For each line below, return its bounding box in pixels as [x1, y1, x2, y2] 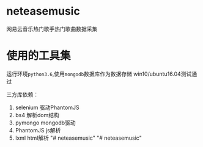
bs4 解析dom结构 [15, 111, 59, 118]
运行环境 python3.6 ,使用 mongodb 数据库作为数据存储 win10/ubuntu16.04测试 [6, 70, 192, 77]
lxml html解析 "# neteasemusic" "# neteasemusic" [15, 134, 142, 142]
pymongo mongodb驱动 [15, 119, 76, 126]
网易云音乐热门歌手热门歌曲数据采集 [6, 25, 98, 32]
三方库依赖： [6, 90, 39, 98]
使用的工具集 [6, 49, 72, 63]
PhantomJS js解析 [15, 126, 61, 134]
